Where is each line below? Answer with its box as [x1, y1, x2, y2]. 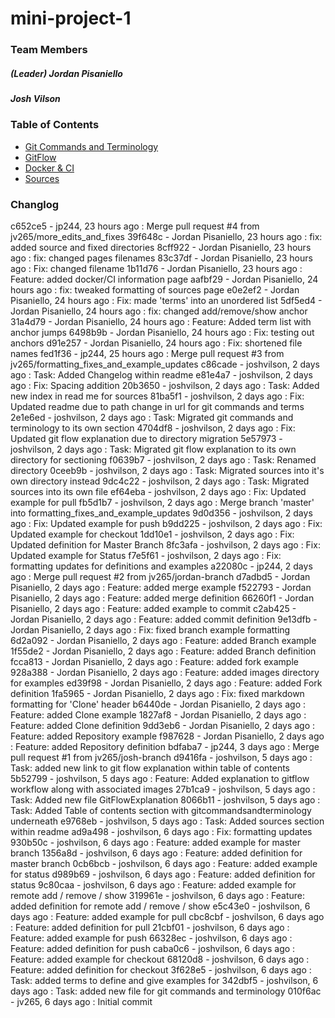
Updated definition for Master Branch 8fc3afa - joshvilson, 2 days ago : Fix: [10, 539, 321, 551]
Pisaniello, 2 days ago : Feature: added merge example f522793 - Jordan [10, 582, 312, 594]
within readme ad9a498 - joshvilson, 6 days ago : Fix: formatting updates [10, 826, 313, 838]
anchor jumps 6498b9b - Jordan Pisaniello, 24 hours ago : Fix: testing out [10, 327, 315, 339]
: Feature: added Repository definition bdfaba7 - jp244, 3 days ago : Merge [10, 741, 320, 753]
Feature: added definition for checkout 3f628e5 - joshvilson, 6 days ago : [10, 964, 312, 976]
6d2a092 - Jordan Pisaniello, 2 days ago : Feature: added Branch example [10, 635, 317, 647]
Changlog [10, 197, 60, 211]
